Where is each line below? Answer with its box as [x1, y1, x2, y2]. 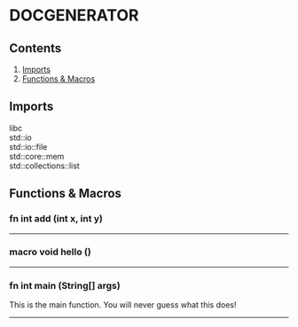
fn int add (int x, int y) [9, 213, 104, 225]
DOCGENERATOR [9, 5, 139, 26]
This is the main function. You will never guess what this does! [9, 300, 237, 310]
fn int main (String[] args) [9, 279, 122, 292]
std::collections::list [9, 160, 80, 171]
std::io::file [9, 141, 48, 152]
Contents [9, 41, 62, 56]
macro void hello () [9, 245, 91, 258]
